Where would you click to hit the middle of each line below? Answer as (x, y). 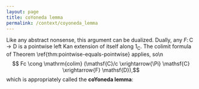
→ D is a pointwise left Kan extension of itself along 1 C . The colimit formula (99, 47)
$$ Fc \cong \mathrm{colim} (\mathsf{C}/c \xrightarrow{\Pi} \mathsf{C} (101, 64)
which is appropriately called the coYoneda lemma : (70, 79)
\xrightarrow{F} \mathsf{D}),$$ (101, 70)
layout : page (23, 12)
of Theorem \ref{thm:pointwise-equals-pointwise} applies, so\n (85, 54)
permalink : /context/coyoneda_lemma (52, 23)
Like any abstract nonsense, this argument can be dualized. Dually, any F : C (100, 40)
